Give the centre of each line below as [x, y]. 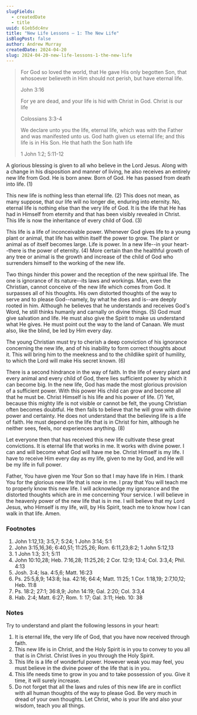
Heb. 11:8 [26, 585]
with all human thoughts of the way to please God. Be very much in [96, 693]
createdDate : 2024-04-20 [36, 50]
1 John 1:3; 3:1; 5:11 [37, 553]
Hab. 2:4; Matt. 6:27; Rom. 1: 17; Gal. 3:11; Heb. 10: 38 [79, 597]
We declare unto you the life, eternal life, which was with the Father [102, 130]
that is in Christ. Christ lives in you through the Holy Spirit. [84, 656]
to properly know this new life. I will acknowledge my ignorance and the [93, 488]
